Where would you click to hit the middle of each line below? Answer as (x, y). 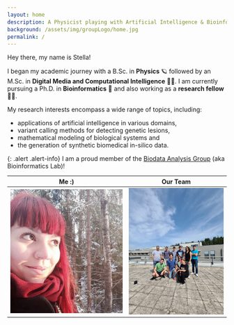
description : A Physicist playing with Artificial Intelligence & (106, 22)
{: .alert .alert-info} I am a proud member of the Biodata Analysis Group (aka (116, 159)
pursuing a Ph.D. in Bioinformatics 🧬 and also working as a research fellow (116, 89)
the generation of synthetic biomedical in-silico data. (93, 145)
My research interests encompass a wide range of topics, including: (104, 110)
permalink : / (26, 37)
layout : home (26, 15)
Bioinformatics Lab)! (36, 166)
